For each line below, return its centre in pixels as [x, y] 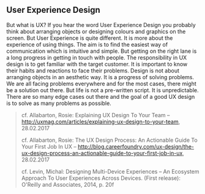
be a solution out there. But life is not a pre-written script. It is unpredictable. [102, 90]
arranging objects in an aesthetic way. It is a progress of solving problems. [100, 77]
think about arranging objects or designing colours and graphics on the [96, 31]
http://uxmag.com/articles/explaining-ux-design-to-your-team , [101, 122]
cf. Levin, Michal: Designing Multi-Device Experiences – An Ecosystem [110, 171]
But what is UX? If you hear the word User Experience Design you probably [101, 25]
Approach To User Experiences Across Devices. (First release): [101, 178]
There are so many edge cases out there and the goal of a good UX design [101, 96]
